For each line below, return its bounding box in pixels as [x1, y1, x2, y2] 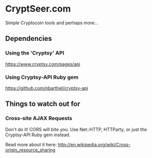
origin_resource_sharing [5, 147, 56, 153]
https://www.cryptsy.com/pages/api [5, 61, 81, 67]
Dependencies [5, 34, 52, 43]
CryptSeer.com [5, 3, 71, 15]
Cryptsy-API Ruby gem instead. [5, 132, 71, 138]
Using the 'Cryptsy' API [5, 49, 65, 57]
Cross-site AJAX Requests [5, 115, 72, 122]
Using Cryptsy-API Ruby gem [5, 74, 79, 81]
